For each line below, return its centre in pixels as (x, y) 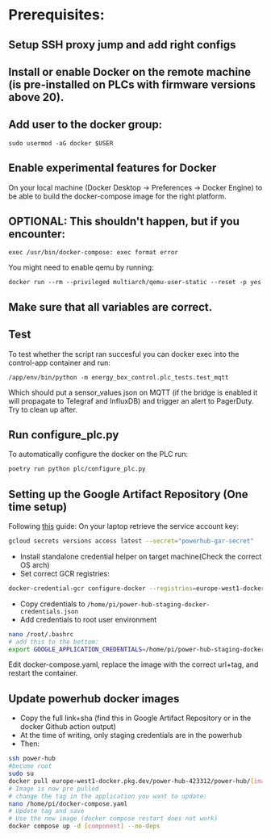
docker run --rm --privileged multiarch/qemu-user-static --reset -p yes (135, 283)
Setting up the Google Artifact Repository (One (128, 494)
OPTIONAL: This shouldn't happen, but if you (124, 221)
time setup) (38, 507)
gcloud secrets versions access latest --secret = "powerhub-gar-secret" (131, 541)
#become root (30, 766)
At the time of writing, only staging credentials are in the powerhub (131, 735)
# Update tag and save (46, 811)
